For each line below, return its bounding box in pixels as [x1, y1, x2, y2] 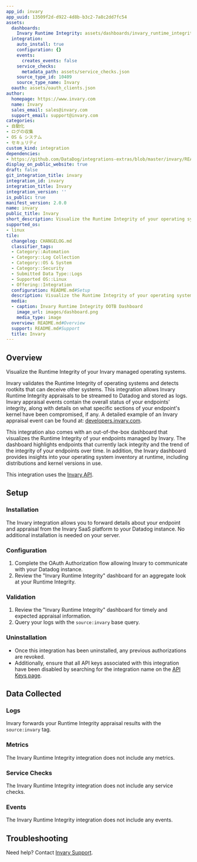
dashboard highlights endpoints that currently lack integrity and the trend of [6, 441, 189, 448]
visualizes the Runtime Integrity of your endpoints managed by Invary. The [6, 435, 186, 442]
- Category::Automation [11, 249, 69, 255]
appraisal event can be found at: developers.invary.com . [6, 417, 142, 424]
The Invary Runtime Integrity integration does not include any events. [6, 816, 173, 823]
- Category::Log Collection [11, 254, 80, 260]
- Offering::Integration [11, 281, 72, 288]
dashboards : [11, 25, 41, 31]
